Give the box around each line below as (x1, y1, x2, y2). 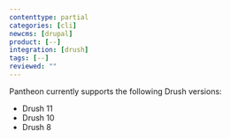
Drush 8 (21, 121, 51, 132)
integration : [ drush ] (9, 46, 89, 55)
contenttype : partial (9, 12, 89, 22)
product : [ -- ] (9, 37, 62, 47)
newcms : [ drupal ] (9, 29, 73, 38)
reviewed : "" (9, 62, 57, 71)
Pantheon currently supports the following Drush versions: (9, 85, 223, 97)
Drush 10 (21, 112, 55, 123)
